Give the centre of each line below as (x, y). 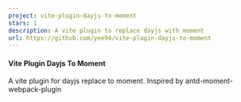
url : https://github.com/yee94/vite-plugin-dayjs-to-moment (110, 38)
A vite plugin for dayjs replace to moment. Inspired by (96, 81)
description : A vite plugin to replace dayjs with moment (106, 30)
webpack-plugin (35, 89)
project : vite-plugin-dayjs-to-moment (72, 16)
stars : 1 (23, 23)
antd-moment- (209, 81)
